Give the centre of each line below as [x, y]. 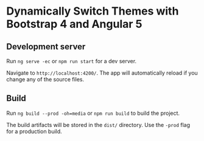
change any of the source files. [45, 79]
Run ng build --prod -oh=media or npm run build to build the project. [93, 113]
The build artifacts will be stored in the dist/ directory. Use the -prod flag [98, 125]
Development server [46, 46]
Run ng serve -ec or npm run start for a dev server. [72, 61]
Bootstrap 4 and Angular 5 [74, 24]
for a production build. [34, 131]
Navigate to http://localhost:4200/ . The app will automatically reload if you [102, 73]
